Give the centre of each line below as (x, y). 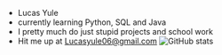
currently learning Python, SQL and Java (92, 22)
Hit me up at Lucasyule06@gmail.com (87, 41)
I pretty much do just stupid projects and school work (115, 31)
